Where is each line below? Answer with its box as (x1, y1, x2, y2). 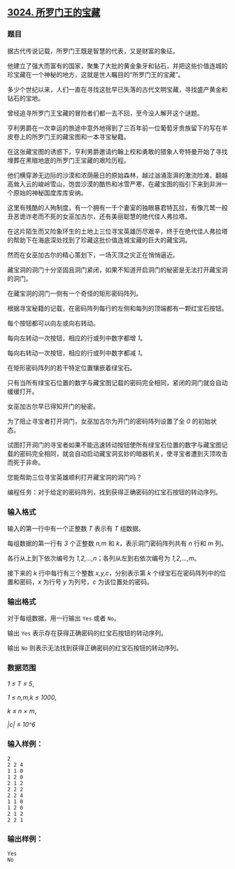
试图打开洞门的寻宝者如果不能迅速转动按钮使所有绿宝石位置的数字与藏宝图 (7, 440, 222, 449)
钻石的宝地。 (7, 94, 44, 102)
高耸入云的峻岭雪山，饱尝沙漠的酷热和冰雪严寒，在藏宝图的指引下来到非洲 (7, 179, 222, 188)
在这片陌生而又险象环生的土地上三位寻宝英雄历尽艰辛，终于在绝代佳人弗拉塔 (7, 227, 228, 235)
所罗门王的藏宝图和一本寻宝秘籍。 (31, 132, 130, 141)
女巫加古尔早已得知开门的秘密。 (7, 402, 99, 410)
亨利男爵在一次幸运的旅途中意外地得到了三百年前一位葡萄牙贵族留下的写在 (7, 123, 222, 132)
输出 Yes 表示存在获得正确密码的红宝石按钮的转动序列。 (7, 629, 168, 637)
